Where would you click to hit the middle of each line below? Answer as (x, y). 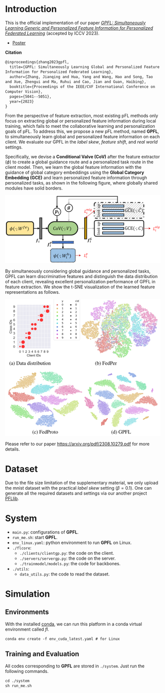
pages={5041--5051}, (31, 96)
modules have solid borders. (34, 188)
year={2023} (22, 101)
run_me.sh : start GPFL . (35, 537)
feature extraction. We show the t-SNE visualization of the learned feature (80, 287)
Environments (27, 612)
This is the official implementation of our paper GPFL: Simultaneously (76, 23)
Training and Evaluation (42, 654)
